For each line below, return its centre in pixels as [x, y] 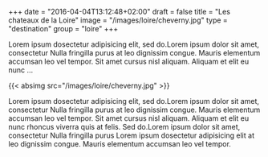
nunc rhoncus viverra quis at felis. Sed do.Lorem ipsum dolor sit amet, [124, 127]
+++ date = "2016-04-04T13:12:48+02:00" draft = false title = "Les [120, 12]
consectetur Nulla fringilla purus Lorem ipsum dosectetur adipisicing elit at [132, 135]
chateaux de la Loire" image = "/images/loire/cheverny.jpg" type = [118, 20]
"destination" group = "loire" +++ [63, 29]
